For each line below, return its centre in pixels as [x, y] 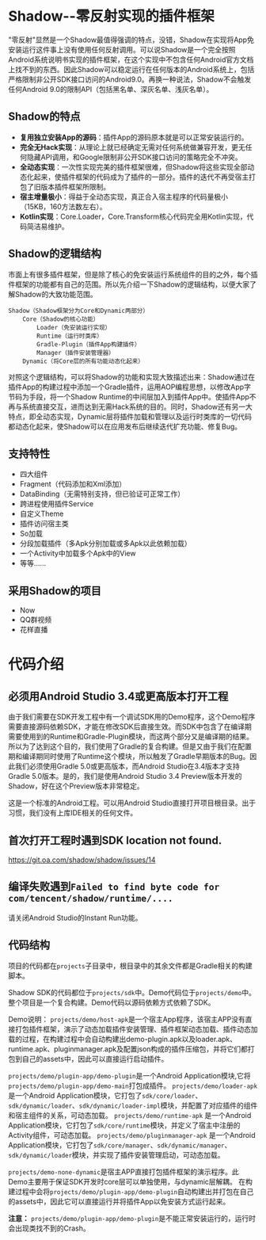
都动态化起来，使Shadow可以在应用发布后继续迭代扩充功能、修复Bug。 [125, 426]
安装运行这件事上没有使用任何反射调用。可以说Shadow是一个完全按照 [122, 49]
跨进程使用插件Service [56, 504]
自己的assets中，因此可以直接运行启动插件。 [95, 1059]
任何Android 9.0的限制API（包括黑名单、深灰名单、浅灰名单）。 [111, 89]
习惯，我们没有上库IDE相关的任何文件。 [73, 813]
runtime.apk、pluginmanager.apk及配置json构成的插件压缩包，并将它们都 [128, 1049]
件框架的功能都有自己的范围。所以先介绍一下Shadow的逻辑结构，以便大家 [129, 284]
